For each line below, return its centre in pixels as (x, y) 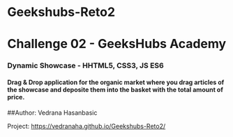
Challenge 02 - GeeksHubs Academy (117, 44)
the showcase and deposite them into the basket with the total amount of (115, 89)
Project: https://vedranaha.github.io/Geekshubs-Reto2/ (87, 126)
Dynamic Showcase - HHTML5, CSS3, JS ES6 (85, 65)
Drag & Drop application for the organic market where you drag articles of (116, 82)
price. (16, 97)
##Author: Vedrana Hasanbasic (52, 113)
